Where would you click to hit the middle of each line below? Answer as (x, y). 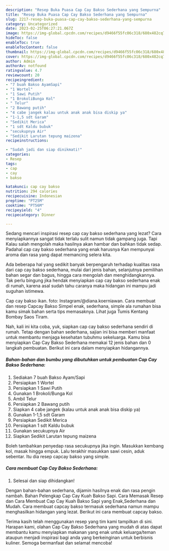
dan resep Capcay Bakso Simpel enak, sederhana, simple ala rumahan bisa (83, 306)
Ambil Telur (25, 399)
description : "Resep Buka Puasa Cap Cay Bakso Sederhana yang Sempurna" (83, 10)
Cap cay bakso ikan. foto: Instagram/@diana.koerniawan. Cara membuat (81, 301)
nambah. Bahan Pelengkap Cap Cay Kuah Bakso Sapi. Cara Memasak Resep (84, 496)
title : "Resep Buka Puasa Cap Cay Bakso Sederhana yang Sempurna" (76, 15)
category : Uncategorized (32, 24)
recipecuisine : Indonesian (34, 196)
